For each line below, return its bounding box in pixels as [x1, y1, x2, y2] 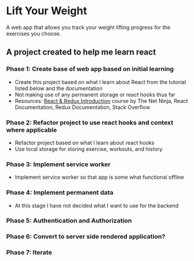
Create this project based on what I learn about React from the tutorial [14, 78, 186, 85]
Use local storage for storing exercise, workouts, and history [14, 145, 163, 152]
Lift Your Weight [6, 4, 87, 18]
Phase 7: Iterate [6, 249, 52, 257]
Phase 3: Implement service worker [6, 160, 111, 168]
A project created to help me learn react [6, 47, 156, 57]
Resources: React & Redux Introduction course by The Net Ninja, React [14, 97, 188, 104]
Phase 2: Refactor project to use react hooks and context [6, 118, 174, 127]
